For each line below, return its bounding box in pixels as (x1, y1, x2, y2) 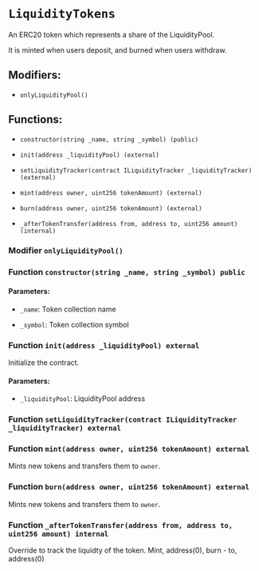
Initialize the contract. (8, 358, 80, 367)
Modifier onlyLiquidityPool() (8, 245, 124, 256)
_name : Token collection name (19, 304, 117, 314)
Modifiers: (8, 69, 61, 82)
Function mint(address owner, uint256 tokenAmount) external (8, 442, 249, 454)
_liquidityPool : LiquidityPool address (19, 394, 146, 403)
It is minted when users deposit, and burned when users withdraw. (8, 45, 227, 54)
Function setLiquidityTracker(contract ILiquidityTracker (8, 414, 237, 425)
